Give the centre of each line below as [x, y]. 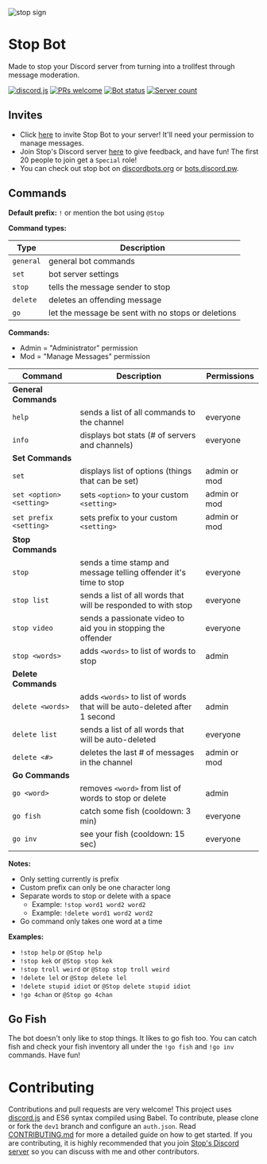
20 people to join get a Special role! [78, 160]
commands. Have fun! [44, 1055]
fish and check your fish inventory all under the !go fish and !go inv [121, 1047]
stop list [31, 600]
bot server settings [84, 274]
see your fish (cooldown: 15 [132, 834]
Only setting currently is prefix [69, 878]
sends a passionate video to [132, 618]
